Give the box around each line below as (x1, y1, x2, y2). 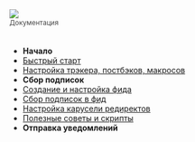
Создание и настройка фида (22, 84, 133, 94)
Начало (22, 45, 52, 56)
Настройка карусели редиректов (22, 103, 151, 114)
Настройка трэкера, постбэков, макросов (22, 65, 186, 75)
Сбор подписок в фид (22, 94, 107, 104)
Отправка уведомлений (22, 122, 118, 133)
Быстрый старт (22, 55, 81, 66)
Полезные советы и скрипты (22, 113, 134, 123)
